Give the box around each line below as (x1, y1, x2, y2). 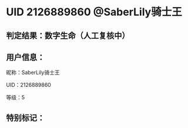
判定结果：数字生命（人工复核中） (6, 31, 130, 41)
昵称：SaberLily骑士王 (6, 69, 60, 76)
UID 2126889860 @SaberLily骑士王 (6, 5, 182, 19)
